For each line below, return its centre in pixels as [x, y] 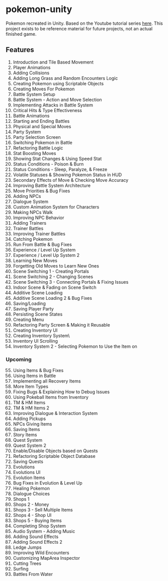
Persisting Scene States [38, 314]
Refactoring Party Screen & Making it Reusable [61, 325]
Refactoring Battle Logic [38, 148]
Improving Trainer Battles [39, 234]
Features [20, 50]
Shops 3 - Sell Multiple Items [43, 510]
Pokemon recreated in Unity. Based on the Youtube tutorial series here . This [84, 23]
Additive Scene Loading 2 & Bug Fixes [53, 298]
